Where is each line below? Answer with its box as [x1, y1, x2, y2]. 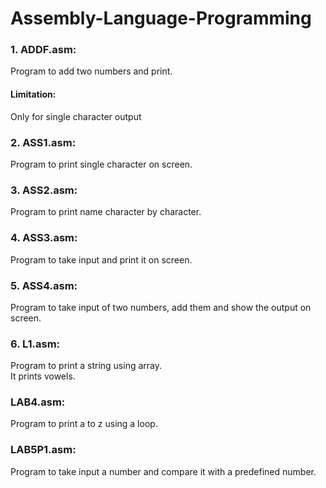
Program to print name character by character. [10, 206, 202, 218]
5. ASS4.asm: [10, 278, 78, 292]
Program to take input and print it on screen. [10, 253, 193, 266]
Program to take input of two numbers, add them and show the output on [10, 301, 312, 313]
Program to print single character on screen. [10, 158, 193, 170]
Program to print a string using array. [10, 360, 163, 372]
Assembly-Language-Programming [10, 7, 312, 30]
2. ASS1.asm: [10, 135, 77, 149]
